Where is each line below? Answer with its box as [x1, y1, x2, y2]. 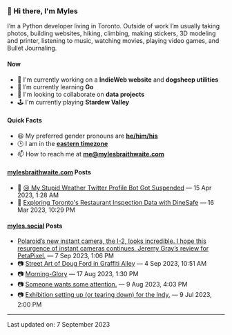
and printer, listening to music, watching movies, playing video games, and [7, 37, 220, 45]
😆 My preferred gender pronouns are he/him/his [17, 132, 158, 140]
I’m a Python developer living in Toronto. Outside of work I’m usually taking [7, 22, 220, 30]
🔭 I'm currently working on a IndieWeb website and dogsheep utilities [17, 75, 219, 84]
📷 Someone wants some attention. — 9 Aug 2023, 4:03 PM [17, 280, 188, 289]
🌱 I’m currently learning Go [17, 82, 94, 91]
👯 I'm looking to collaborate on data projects [17, 90, 145, 98]
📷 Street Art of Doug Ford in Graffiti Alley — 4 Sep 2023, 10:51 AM [17, 260, 207, 268]
